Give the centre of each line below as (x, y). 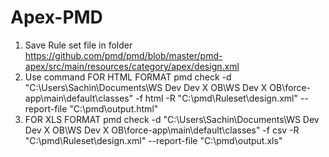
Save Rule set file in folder (78, 45)
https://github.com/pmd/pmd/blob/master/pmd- (123, 55)
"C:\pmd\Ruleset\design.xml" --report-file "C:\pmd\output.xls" (153, 140)
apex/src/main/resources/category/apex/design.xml (132, 66)
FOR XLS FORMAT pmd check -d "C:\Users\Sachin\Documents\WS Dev (172, 119)
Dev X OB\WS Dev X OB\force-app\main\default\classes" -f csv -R (162, 130)
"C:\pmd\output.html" (114, 108)
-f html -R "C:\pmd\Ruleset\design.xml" (216, 98)
